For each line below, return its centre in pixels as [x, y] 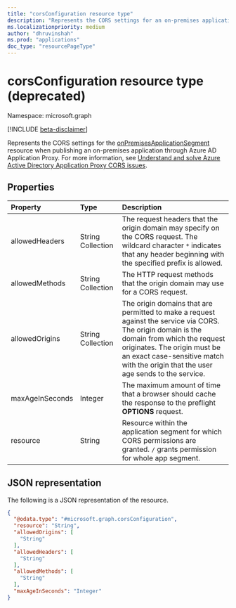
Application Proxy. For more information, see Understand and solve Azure [114, 157]
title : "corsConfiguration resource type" [70, 14]
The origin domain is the [162, 330]
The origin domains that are [167, 303]
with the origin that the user [167, 365]
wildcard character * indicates [171, 245]
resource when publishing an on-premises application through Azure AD [112, 150]
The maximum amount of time [171, 385]
